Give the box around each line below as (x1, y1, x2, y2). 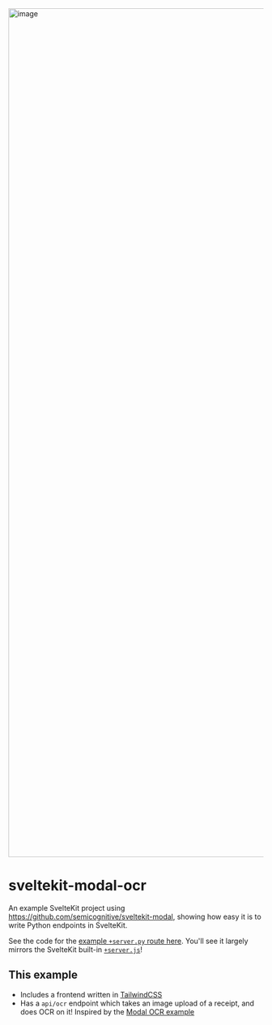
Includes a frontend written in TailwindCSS (19, 989, 163, 999)
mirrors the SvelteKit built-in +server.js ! (8, 944, 143, 955)
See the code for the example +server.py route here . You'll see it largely (8, 936, 249, 946)
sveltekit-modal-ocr (8, 877, 147, 895)
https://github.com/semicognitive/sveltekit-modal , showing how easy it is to (8, 912, 261, 921)
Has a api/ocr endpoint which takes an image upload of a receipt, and (19, 998, 255, 1008)
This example (8, 968, 79, 982)
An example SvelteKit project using (8, 903, 125, 912)
